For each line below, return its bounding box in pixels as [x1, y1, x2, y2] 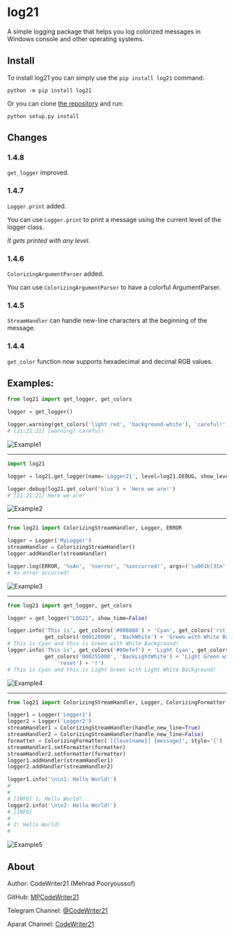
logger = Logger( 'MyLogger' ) [7, 537, 92, 545]
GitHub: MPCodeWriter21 [7, 893, 79, 901]
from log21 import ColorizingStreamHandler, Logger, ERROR [7, 524, 182, 531]
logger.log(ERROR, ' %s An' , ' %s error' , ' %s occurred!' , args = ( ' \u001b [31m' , [7, 563, 229, 570]
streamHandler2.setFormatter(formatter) [7, 750, 127, 758]
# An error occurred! [7, 569, 70, 576]
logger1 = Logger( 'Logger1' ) [7, 712, 92, 719]
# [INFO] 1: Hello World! [7, 795, 82, 802]
